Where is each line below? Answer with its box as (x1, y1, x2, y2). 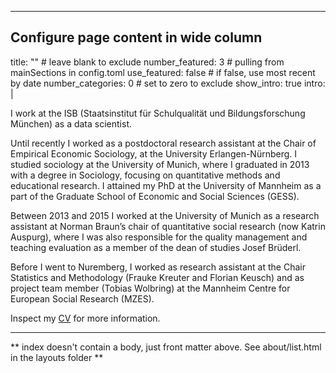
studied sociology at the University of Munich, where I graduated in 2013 (10, 158, 310, 170)
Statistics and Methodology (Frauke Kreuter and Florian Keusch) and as (10, 271, 305, 283)
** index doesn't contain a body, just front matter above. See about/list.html (10, 341, 322, 353)
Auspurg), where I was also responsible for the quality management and (10, 231, 308, 243)
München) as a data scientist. (10, 117, 133, 130)
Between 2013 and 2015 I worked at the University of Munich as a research (10, 209, 320, 221)
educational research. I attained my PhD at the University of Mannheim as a (10, 179, 322, 191)
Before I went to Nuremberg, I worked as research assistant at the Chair (10, 261, 306, 273)
